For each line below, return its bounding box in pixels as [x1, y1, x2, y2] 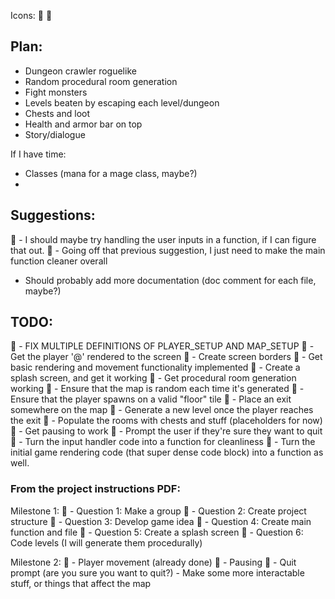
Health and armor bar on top [24, 118, 143, 130]
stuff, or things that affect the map [10, 577, 152, 589]
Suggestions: [10, 207, 96, 224]
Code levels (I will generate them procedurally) [10, 536, 203, 549]
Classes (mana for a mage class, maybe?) [24, 167, 198, 179]
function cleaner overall [10, 255, 108, 267]
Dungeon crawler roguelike [24, 65, 137, 77]
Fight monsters [24, 86, 88, 98]
